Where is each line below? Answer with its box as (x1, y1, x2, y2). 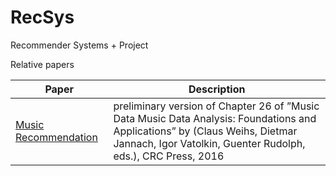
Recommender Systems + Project (10, 39, 149, 51)
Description (188, 82, 246, 96)
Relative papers (10, 58, 75, 70)
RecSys (10, 6, 75, 29)
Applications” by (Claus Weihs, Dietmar (113, 124, 298, 138)
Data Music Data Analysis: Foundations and (113, 111, 317, 125)
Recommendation (15, 130, 98, 144)
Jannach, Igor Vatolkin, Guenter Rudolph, (113, 136, 306, 150)
